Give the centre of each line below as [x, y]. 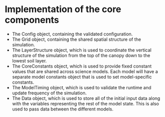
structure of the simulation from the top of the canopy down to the [81, 55]
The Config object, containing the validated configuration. [72, 34]
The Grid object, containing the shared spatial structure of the [76, 39]
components [32, 20]
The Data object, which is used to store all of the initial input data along [86, 98]
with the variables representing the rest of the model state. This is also [86, 103]
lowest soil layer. [29, 61]
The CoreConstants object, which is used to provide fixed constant [82, 66]
